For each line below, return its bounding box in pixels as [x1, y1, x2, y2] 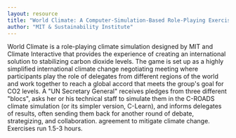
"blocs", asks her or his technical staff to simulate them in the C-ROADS [7, 95, 215, 103]
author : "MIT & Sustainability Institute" [7, 23, 133, 30]
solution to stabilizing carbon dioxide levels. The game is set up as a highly [7, 57, 224, 66]
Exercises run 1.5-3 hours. [7, 124, 83, 133]
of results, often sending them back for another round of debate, [7, 109, 195, 118]
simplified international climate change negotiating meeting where [7, 64, 199, 74]
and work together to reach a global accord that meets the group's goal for [7, 80, 224, 88]
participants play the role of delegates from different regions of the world [7, 72, 219, 81]
